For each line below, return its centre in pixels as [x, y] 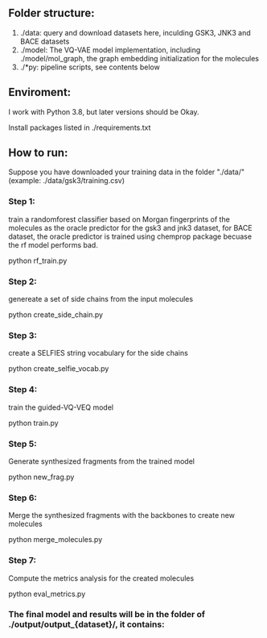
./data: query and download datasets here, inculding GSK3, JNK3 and [135, 32]
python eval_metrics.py [47, 594]
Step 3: [23, 336]
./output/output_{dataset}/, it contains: [86, 624]
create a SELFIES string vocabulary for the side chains [99, 353]
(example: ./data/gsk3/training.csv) [67, 181]
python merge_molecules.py [55, 540]
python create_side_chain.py [55, 315]
